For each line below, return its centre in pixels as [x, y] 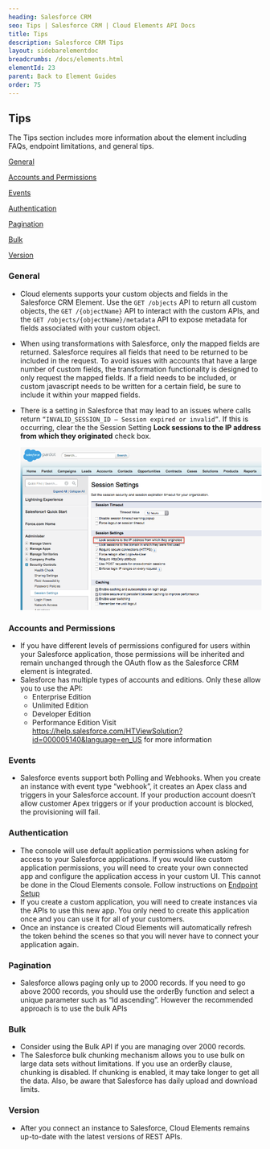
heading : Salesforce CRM [50, 17]
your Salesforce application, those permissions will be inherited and [132, 655]
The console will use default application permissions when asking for [134, 850]
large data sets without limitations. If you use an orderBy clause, [126, 1064]
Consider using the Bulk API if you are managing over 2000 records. [133, 1047]
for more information [178, 740]
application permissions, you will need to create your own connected [134, 868]
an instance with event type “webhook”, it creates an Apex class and [133, 786]
